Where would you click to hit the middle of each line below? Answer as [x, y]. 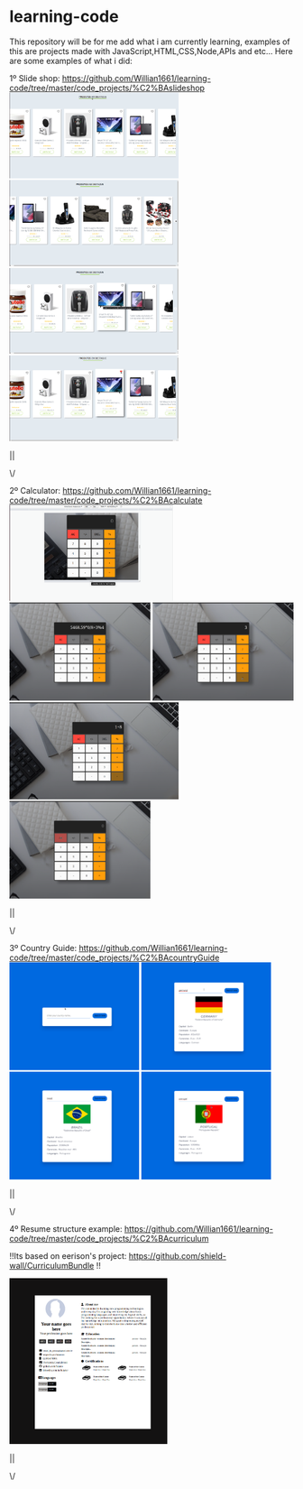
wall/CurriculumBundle [52, 1265]
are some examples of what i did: [71, 60]
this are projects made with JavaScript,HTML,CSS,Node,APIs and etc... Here [151, 51]
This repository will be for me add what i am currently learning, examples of [150, 42]
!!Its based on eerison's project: [68, 1255]
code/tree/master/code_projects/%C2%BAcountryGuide [115, 957]
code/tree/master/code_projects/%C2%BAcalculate [106, 500]
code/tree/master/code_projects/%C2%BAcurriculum [109, 1238]
